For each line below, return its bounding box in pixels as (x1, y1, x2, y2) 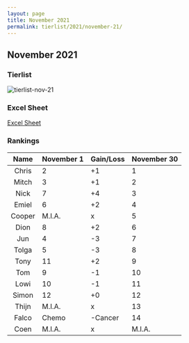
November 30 (131, 154, 179, 163)
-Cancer (90, 312, 120, 322)
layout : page (7, 10, 45, 17)
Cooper (10, 211, 36, 221)
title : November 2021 (7, 17, 70, 24)
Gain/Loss (90, 154, 125, 163)
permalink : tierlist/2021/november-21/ (7, 23, 123, 30)
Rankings (7, 136, 40, 146)
